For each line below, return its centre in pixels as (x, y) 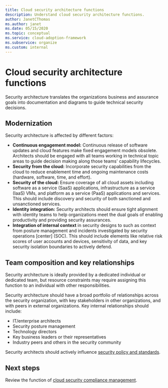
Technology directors (34, 332)
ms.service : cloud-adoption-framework (46, 38)
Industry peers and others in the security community (67, 342)
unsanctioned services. (37, 204)
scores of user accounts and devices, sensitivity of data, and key (79, 242)
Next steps (23, 368)
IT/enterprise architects (37, 321)
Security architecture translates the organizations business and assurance (82, 97)
